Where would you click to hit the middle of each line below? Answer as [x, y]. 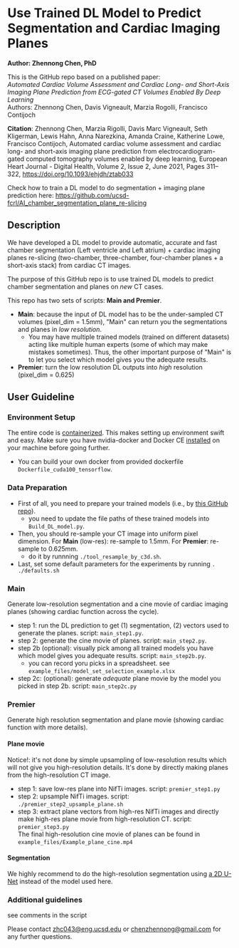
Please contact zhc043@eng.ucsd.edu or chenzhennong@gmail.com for [115, 929]
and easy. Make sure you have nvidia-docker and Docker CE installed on [114, 440]
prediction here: [31, 195]
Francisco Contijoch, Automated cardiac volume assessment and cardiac [115, 143]
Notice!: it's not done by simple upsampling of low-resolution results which [117, 759]
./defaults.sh [38, 571]
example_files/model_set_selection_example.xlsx [102, 672]
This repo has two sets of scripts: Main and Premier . [85, 300]
